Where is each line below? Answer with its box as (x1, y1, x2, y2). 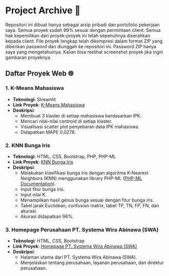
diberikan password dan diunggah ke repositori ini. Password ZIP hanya (5, 43, 157, 49)
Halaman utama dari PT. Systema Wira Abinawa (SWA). (20, 254, 137, 261)
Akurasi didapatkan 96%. (20, 213, 74, 220)
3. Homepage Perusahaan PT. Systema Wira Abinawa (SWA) (5, 226, 159, 233)
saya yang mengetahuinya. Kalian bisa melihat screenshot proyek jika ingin (5, 49, 163, 55)
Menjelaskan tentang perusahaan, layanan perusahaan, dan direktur (20, 260, 164, 266)
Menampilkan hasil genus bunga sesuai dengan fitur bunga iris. (20, 197, 155, 203)
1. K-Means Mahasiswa (5, 85, 64, 92)
